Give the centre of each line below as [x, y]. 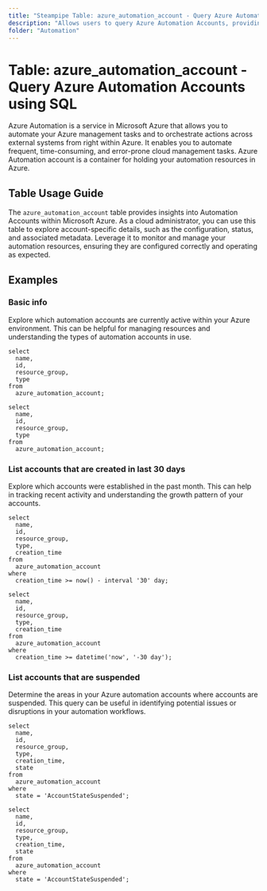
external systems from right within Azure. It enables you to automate [120, 143]
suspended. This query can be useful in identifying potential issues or [122, 703]
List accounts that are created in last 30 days [97, 469]
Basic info [28, 302]
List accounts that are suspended [74, 677]
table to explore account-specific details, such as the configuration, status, [131, 230]
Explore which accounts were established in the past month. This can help [130, 486]
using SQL [43, 104]
